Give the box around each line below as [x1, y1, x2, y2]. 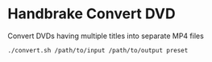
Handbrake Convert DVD [7, 5, 176, 23]
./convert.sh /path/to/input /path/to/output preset [7, 46, 189, 54]
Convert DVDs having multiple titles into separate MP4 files [7, 31, 205, 41]
